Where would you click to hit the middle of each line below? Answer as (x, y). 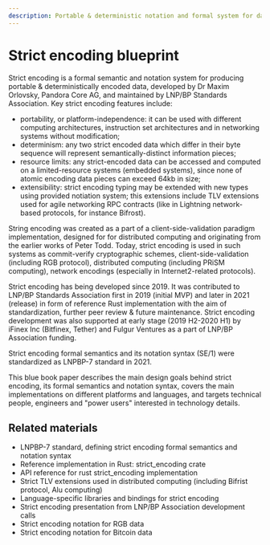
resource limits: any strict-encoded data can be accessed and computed (140, 161)
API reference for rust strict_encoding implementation (109, 473)
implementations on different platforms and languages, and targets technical (135, 394)
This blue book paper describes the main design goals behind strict (120, 377)
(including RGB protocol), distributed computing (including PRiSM (117, 262)
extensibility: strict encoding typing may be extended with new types (134, 187)
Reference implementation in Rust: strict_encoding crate (113, 464)
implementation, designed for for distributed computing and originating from (135, 237)
